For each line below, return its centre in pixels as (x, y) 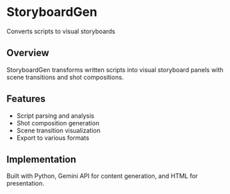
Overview (28, 53)
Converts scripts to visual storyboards (61, 31)
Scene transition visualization (59, 130)
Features (26, 99)
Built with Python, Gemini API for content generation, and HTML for (102, 176)
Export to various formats (53, 138)
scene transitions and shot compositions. (65, 77)
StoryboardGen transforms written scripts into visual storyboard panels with (115, 69)
